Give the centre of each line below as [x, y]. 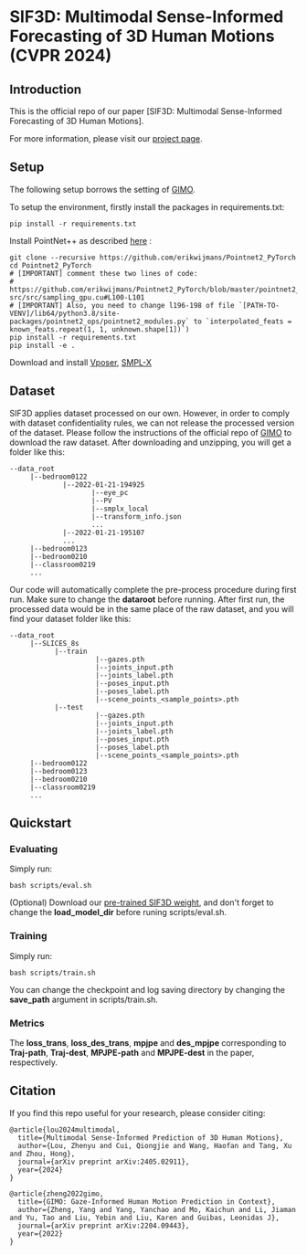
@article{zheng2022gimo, [57, 1194]
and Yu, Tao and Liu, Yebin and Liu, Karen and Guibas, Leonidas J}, [145, 1218]
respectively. [33, 1062]
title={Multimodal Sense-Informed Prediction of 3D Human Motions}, [151, 1138]
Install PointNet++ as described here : [81, 240]
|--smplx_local [120, 509]
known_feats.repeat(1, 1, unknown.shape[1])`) [100, 329]
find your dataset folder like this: [70, 618]
